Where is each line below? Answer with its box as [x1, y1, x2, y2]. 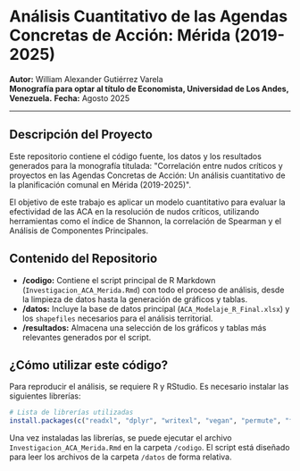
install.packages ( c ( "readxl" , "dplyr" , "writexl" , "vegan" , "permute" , [9, 416, 281, 425]
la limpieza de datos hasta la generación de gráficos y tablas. [21, 293, 248, 305]
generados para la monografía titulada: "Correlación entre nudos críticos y [9, 160, 283, 171]
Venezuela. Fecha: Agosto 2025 [9, 92, 130, 104]
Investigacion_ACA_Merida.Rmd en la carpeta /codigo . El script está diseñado [9, 442, 290, 453]
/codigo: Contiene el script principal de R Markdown [21, 274, 216, 285]
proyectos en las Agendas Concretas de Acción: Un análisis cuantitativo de [9, 170, 286, 181]
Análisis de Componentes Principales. [9, 225, 149, 236]
